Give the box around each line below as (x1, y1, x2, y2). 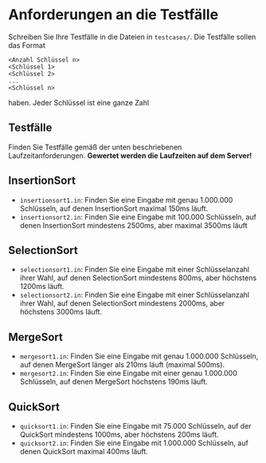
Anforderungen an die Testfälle (8, 6, 219, 24)
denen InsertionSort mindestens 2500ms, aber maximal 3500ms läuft (19, 220, 248, 230)
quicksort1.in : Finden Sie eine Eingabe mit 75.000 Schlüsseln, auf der (19, 421, 252, 430)
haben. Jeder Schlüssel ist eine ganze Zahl (8, 97, 150, 107)
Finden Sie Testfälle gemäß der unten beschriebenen (8, 142, 182, 152)
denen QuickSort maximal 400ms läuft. (19, 447, 149, 456)
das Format (8, 40, 46, 49)
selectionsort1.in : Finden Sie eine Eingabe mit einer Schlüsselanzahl (19, 265, 249, 275)
